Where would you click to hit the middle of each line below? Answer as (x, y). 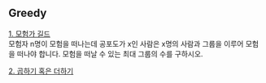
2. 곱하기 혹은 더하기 (41, 71)
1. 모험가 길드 (30, 33)
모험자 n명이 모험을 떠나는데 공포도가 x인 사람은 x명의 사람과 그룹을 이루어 (126, 44)
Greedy (28, 13)
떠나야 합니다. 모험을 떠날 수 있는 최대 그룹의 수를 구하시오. (110, 54)
